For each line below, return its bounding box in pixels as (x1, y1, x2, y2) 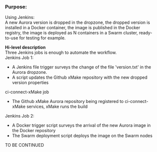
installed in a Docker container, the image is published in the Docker (5, 25, 141, 31)
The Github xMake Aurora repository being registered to (12, 99, 124, 104)
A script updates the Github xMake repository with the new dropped (12, 74, 148, 81)
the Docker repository (12, 128, 56, 134)
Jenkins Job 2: (5, 113, 35, 119)
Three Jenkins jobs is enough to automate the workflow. (5, 50, 117, 55)
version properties (12, 80, 49, 85)
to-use (5, 35, 18, 41)
